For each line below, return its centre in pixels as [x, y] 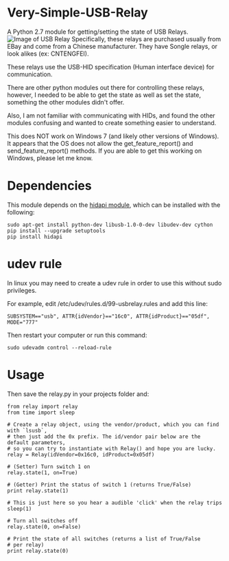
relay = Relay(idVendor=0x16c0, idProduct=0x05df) [81, 454]
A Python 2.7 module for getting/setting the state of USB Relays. [98, 32]
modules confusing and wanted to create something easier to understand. [112, 122]
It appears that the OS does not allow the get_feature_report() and [100, 143]
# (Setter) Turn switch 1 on [49, 466]
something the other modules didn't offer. [66, 102]
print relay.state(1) [38, 491]
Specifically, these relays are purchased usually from [146, 38]
